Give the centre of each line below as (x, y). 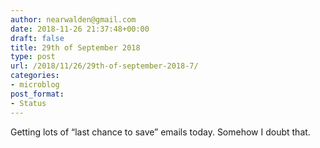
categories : (35, 76)
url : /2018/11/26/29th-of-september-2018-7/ (104, 66)
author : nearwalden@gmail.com (73, 19)
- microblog (35, 85)
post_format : (37, 94)
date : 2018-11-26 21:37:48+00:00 (80, 29)
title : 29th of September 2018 (75, 47)
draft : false (37, 38)
